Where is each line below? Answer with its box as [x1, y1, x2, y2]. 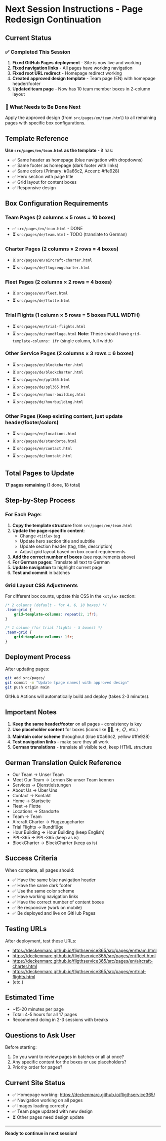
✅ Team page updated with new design [12, 1108, 93, 1114]
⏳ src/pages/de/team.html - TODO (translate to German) [12, 231, 127, 237]
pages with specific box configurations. [5, 120, 85, 126]
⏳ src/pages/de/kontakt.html [12, 453, 73, 459]
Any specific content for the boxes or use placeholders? [12, 1059, 127, 1065]
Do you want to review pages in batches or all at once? [12, 1054, 124, 1060]
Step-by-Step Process [5, 496, 76, 505]
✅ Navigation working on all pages [12, 1098, 83, 1103]
